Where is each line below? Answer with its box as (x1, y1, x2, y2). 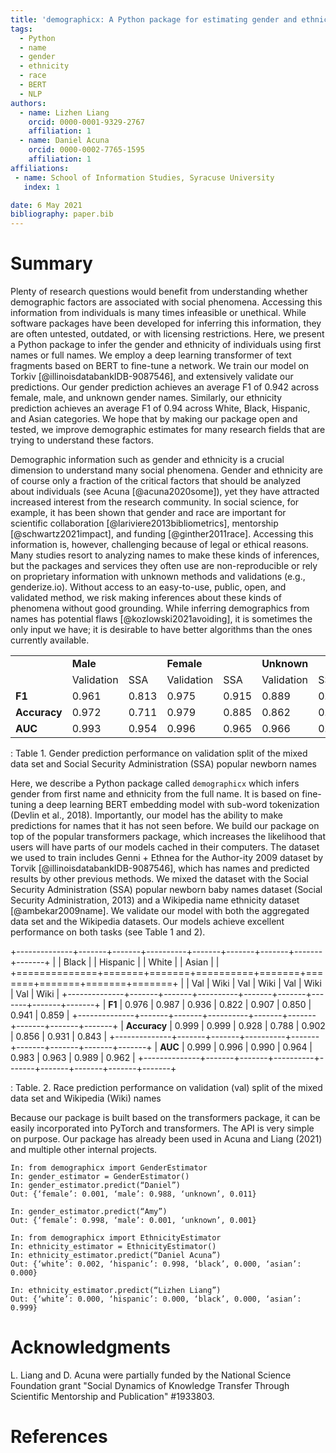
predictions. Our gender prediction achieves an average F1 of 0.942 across (10, 381, 320, 393)
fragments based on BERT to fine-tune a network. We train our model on (10, 360, 310, 372)
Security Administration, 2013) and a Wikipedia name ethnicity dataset (10, 894, 300, 906)
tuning (10, 799, 37, 811)
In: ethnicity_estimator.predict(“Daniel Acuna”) (10, 1251, 222, 1261)
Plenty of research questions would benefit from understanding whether (10, 286, 308, 298)
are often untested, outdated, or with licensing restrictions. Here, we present (10, 328, 325, 340)
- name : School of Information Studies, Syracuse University (14, 172, 275, 183)
